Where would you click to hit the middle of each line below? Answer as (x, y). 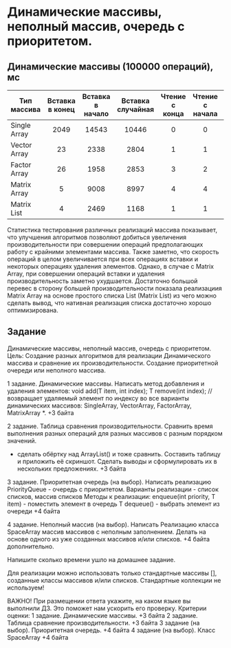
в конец (62, 109)
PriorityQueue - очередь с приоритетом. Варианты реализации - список (113, 489)
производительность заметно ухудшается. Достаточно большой (102, 281)
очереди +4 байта (34, 511)
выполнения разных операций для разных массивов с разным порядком (115, 433)
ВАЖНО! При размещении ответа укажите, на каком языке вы (99, 601)
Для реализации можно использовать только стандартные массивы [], (112, 573)
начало (96, 114)
